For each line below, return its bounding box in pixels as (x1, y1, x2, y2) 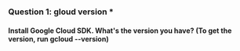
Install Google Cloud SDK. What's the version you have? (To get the (8, 26, 232, 35)
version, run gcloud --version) (8, 34, 109, 43)
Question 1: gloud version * (8, 6, 114, 17)
